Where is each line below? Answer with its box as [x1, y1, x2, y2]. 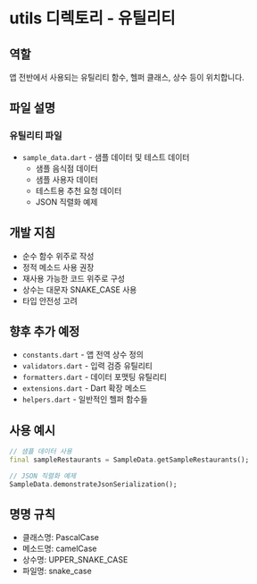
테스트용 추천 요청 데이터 [35, 185, 122, 196]
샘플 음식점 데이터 [35, 163, 98, 174]
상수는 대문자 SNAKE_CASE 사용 [21, 284, 137, 295]
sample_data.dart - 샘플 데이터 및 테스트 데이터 [21, 151, 190, 162]
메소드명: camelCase [21, 543, 97, 554]
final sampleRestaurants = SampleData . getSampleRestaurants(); [9, 455, 250, 464]
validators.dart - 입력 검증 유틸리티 [21, 360, 153, 371]
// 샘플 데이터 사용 [9, 447, 73, 456]
